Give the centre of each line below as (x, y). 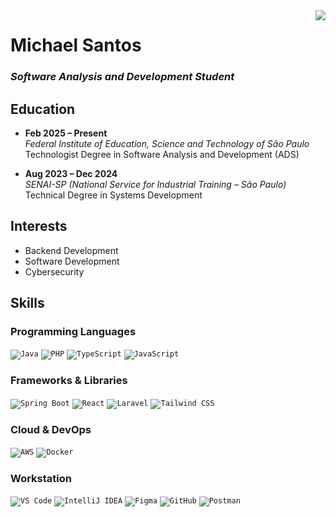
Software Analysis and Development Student (122, 77)
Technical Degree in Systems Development (113, 195)
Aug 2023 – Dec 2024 (71, 173)
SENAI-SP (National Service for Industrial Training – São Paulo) (155, 184)
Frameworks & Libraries (69, 381)
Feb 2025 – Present (66, 133)
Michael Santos (76, 45)
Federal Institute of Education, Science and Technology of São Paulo (167, 143)
